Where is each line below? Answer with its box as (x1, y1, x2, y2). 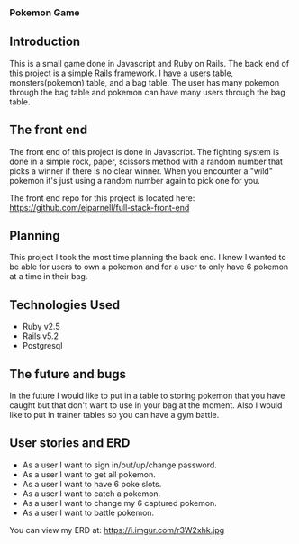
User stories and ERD (9, 435, 131, 451)
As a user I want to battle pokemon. (22, 507, 155, 518)
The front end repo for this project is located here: (9, 192, 195, 204)
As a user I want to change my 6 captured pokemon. (22, 497, 218, 508)
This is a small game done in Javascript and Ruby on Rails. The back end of (9, 58, 290, 68)
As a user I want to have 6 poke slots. (22, 478, 162, 489)
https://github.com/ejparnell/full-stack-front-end (9, 202, 190, 213)
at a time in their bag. (9, 271, 88, 282)
